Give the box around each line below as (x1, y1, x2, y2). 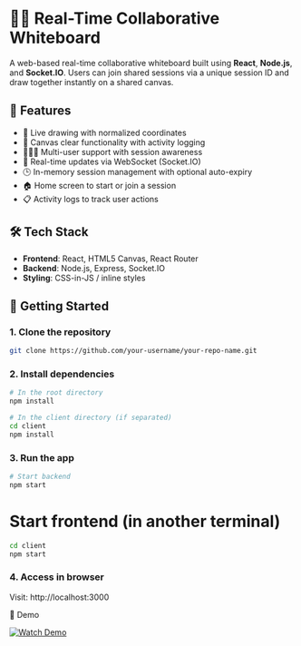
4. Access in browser (9, 571, 104, 583)
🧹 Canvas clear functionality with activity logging (22, 136, 206, 148)
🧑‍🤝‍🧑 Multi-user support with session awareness (22, 146, 203, 157)
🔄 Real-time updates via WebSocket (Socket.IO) (22, 156, 201, 167)
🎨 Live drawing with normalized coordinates (22, 127, 188, 138)
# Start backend (9, 472, 71, 482)
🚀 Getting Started (9, 299, 110, 314)
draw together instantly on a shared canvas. (9, 76, 174, 87)
